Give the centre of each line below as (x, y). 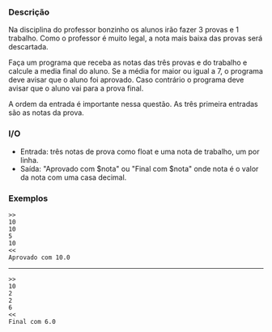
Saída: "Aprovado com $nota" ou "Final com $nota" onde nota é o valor (139, 168)
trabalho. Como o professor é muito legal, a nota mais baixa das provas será (136, 38)
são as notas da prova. (47, 113)
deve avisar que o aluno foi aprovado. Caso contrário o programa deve (126, 80)
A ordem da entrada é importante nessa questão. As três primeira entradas (133, 104)
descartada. (28, 47)
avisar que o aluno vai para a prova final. (76, 88)
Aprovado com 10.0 (39, 258)
